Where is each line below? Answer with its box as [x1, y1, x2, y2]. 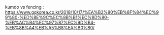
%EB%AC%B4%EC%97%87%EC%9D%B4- [5, 19, 96, 25]
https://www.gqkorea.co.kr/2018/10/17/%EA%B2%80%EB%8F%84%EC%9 [5, 9, 159, 15]
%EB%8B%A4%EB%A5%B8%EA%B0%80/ [5, 25, 95, 31]
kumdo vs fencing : [5, 4, 44, 10]
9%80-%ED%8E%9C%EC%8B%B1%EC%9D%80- [5, 15, 109, 20]
